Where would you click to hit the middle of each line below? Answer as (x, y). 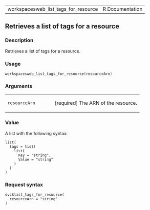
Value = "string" (36, 159)
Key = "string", (34, 155)
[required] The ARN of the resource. (96, 103)
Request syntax (24, 185)
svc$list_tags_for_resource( (35, 195)
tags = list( (23, 146)
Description (19, 40)
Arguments (19, 86)
